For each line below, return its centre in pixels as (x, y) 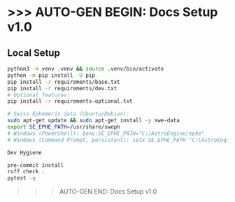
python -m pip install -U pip (51, 75)
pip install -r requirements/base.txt (64, 82)
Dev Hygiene (24, 152)
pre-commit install (36, 165)
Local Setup (34, 53)
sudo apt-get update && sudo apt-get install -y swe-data (93, 121)
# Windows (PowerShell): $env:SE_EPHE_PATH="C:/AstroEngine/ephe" (106, 134)
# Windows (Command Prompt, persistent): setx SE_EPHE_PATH (97, 140)
